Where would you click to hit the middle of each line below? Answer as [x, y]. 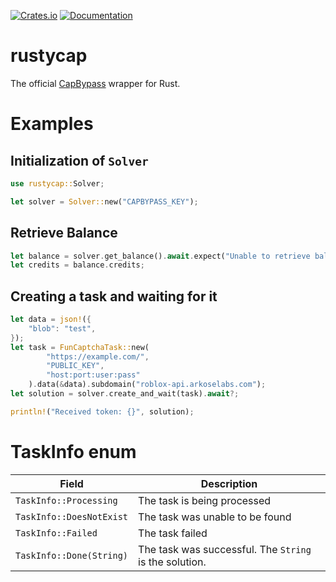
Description [229, 483]
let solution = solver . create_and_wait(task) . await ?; [125, 394]
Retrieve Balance [64, 233]
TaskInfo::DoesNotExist [72, 516]
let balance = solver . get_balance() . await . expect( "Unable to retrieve [160, 256]
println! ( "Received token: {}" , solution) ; [102, 411]
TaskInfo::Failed [56, 533]
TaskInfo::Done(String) [72, 555]
